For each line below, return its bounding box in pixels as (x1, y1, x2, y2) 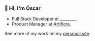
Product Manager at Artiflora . (11, 21, 71, 27)
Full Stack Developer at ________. (11, 16, 77, 22)
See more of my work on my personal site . (4, 31, 91, 37)
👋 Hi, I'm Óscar (4, 5, 41, 12)
